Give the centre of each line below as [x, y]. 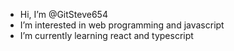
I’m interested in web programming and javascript [122, 25]
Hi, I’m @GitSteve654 [63, 14]
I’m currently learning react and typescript [106, 35]
